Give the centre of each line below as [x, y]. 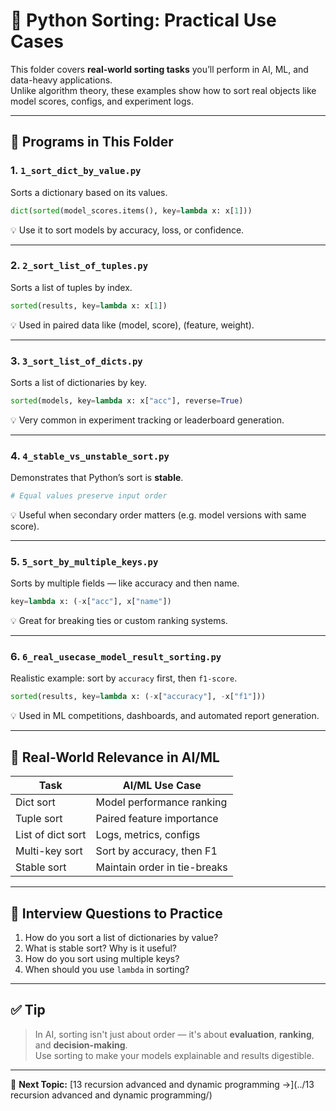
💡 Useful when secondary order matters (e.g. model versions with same [158, 515]
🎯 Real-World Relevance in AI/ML [115, 757]
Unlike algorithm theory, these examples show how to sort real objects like [163, 90]
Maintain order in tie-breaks [161, 867]
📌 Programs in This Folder [92, 142]
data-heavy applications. [61, 80]
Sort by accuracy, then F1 [156, 851]
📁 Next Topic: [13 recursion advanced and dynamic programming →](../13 [162, 1084]
